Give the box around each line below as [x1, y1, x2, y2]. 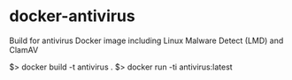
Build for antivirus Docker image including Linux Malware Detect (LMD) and [9, 35, 284, 46]
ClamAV [9, 44, 39, 55]
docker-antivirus [9, 6, 135, 26]
